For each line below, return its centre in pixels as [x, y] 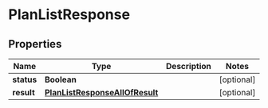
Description [189, 66]
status [25, 79]
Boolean [61, 79]
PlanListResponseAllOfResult [101, 93]
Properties [35, 44]
